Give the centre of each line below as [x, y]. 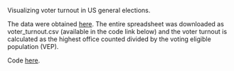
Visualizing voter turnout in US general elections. [79, 10]
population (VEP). [33, 47]
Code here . [24, 60]
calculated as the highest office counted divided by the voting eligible [109, 39]
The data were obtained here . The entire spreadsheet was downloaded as [116, 24]
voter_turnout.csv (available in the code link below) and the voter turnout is [117, 32]
